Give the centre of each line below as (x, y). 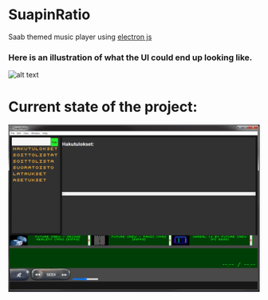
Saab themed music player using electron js (80, 37)
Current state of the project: (103, 107)
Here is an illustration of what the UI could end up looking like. (130, 57)
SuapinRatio (49, 15)
